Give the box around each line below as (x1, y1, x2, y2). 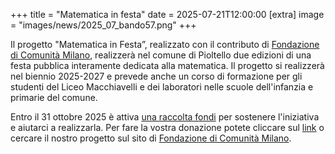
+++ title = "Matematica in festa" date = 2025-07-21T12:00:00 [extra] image (10, 9, 325, 20)
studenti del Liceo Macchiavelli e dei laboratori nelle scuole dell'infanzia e (10, 81, 314, 93)
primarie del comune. (10, 92, 98, 103)
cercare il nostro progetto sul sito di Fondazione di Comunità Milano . (10, 132, 292, 144)
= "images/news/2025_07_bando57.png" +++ (10, 19, 197, 31)
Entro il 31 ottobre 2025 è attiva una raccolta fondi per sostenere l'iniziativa (10, 111, 320, 123)
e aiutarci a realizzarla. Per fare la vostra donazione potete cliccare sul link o (10, 122, 325, 133)
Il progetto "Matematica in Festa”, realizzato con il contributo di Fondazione (10, 39, 320, 50)
